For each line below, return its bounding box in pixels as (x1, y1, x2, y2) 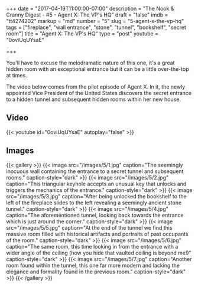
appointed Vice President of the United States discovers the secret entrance (6, 90, 192, 96)
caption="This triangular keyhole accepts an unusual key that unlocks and (6, 180, 187, 187)
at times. (6, 72, 28, 79)
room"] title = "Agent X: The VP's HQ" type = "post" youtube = (6, 30, 158, 37)
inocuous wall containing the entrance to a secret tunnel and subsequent (6, 168, 184, 175)
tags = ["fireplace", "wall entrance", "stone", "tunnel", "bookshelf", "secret (6, 24, 186, 31)
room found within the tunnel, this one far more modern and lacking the (6, 262, 180, 269)
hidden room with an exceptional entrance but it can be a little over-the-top (6, 66, 189, 73)
